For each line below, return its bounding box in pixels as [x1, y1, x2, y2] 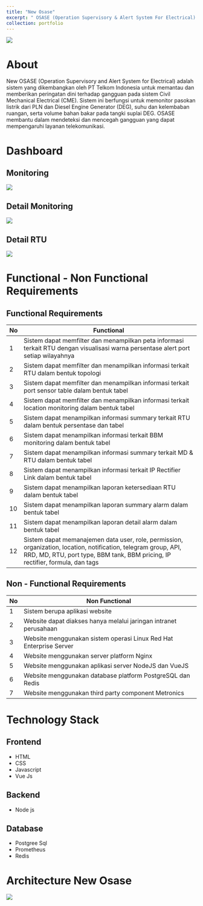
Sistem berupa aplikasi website [24, 607, 112, 615]
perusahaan [24, 624, 57, 633]
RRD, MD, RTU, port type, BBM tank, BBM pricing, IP [24, 551, 171, 559]
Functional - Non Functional [6, 271, 149, 285]
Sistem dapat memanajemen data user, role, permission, [24, 535, 183, 544]
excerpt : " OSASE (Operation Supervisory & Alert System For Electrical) [6, 15, 196, 21]
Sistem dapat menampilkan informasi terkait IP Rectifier [24, 466, 181, 474]
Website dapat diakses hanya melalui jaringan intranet [24, 617, 177, 625]
